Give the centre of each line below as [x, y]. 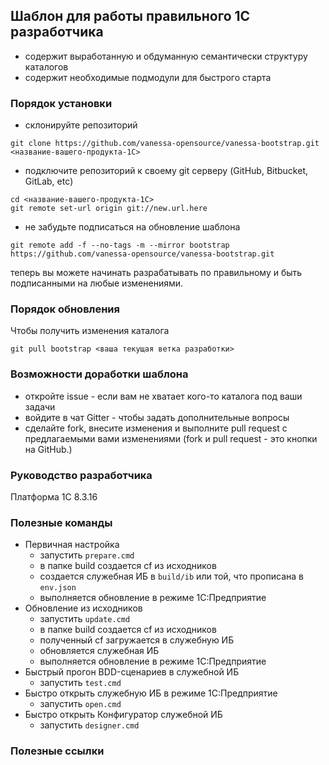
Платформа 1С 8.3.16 [54, 497]
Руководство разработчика [81, 475]
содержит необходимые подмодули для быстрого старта [148, 77]
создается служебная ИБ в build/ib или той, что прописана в [171, 576]
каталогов [46, 66]
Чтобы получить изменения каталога [90, 331]
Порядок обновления [65, 309]
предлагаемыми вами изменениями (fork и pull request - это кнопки [171, 438]
